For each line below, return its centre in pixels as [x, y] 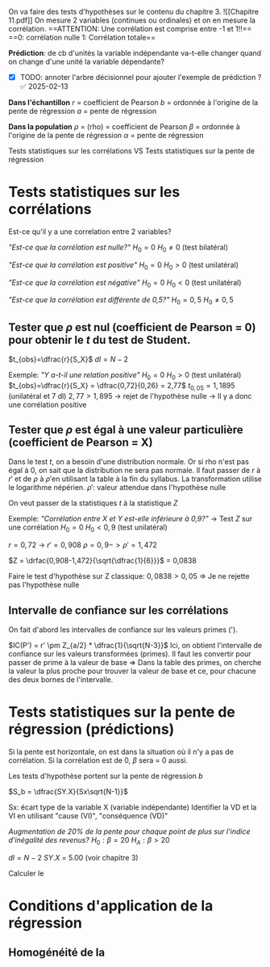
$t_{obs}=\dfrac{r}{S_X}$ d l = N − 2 [69, 359]
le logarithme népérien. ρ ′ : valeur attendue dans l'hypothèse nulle [117, 488]
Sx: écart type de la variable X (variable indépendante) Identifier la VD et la [133, 807]
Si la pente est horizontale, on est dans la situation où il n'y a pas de [121, 751]
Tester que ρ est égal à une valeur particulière [126, 430]
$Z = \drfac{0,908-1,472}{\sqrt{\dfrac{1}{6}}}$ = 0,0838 [103, 561]
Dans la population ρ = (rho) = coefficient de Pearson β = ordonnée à [124, 127]
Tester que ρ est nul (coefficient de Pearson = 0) [132, 327]
